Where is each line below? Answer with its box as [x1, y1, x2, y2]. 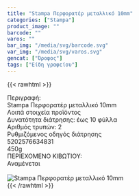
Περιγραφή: [7, 94, 41, 102]
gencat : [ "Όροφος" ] [7, 55, 63, 62]
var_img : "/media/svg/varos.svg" [7, 49, 103, 56]
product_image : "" [7, 23, 60, 30]
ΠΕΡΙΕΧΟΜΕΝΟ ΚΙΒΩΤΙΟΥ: [7, 152, 82, 160]
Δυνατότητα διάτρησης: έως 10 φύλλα [7, 115, 118, 124]
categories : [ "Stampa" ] [7, 17, 75, 23]
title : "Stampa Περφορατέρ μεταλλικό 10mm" [7, 10, 134, 17]
